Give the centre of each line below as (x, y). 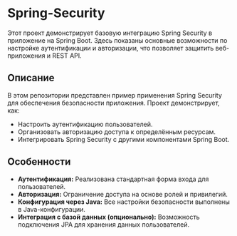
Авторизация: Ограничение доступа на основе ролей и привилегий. (122, 194)
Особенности (39, 162)
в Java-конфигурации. (51, 209)
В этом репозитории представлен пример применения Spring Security (115, 95)
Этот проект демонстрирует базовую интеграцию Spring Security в (110, 33)
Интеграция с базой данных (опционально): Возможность (109, 217)
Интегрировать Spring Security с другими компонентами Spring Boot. (123, 139)
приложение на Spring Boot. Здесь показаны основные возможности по (117, 40)
